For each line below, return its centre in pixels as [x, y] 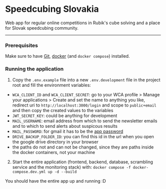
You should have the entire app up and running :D [56, 181]
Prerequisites [21, 45]
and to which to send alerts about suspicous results [65, 126]
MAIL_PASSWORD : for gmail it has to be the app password [68, 131]
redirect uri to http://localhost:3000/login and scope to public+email [84, 105]
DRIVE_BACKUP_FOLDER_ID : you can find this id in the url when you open [83, 136]
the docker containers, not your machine [54, 152]
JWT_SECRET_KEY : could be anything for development [65, 115]
